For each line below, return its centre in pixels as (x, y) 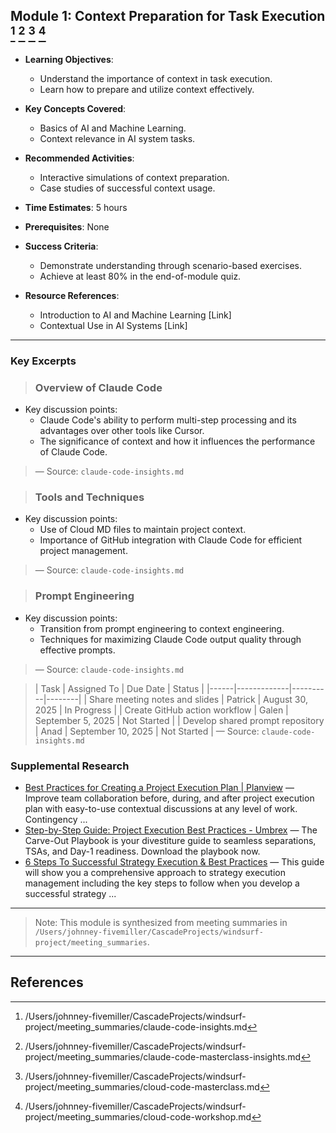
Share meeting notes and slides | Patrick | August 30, (198, 699)
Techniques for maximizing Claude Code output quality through (170, 639)
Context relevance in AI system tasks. (117, 138)
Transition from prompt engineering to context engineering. (162, 628)
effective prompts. (77, 650)
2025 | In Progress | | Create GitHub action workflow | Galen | (161, 710)
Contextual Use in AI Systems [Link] (113, 325)
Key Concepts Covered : (75, 108)
